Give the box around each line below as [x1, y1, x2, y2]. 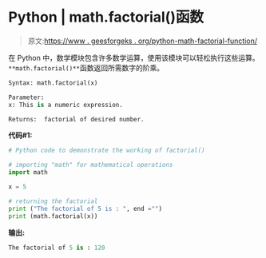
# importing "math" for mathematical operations [8, 161, 173, 169]
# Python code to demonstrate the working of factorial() [8, 146, 205, 155]
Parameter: [8, 93, 45, 101]
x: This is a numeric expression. [8, 101, 124, 109]
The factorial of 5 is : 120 [8, 244, 105, 252]
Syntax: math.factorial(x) [8, 78, 98, 87]
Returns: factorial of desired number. [8, 115, 145, 123]
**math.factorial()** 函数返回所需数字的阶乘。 [8, 62, 165, 73]
